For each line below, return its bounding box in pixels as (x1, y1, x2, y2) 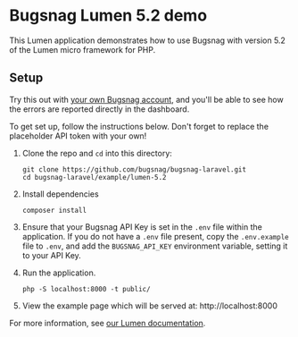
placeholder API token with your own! (9, 131, 147, 141)
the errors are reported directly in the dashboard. (9, 104, 190, 114)
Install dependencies (21, 189, 100, 199)
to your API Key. (21, 249, 82, 260)
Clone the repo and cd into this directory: (21, 147, 172, 158)
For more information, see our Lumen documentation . (9, 317, 206, 328)
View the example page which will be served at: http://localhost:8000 (21, 300, 278, 311)
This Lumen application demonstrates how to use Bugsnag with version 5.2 (9, 35, 286, 46)
